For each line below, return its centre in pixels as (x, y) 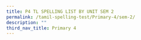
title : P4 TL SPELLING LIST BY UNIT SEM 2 (60, 11)
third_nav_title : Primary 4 (41, 28)
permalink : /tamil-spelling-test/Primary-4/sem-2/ (71, 17)
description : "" (26, 22)
